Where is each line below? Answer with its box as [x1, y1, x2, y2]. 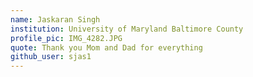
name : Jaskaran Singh [10, 14, 101, 25]
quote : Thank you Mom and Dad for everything [10, 42, 203, 53]
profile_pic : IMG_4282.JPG [10, 33, 123, 43]
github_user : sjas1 [10, 52, 92, 62]
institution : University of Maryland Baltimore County [10, 24, 244, 34]
